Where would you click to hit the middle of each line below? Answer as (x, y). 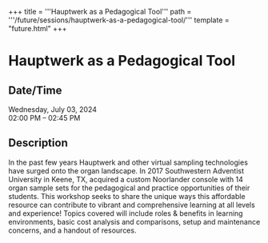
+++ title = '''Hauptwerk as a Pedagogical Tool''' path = (100, 12)
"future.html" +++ (38, 28)
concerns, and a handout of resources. (72, 230)
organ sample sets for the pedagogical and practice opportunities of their (129, 188)
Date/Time (35, 90)
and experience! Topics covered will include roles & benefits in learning (126, 213)
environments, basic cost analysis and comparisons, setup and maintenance (134, 221)
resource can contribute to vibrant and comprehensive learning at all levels (132, 205)
